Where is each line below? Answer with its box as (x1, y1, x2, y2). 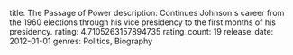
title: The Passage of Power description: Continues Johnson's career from (9, 8, 285, 18)
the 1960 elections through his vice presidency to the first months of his (9, 17, 277, 27)
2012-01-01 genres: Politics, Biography (9, 35, 153, 46)
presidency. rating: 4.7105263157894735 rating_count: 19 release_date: (9, 27, 274, 36)
